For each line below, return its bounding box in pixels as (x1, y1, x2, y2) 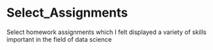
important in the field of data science (6, 35, 112, 43)
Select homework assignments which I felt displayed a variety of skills (6, 28, 207, 36)
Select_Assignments (6, 5, 128, 21)
